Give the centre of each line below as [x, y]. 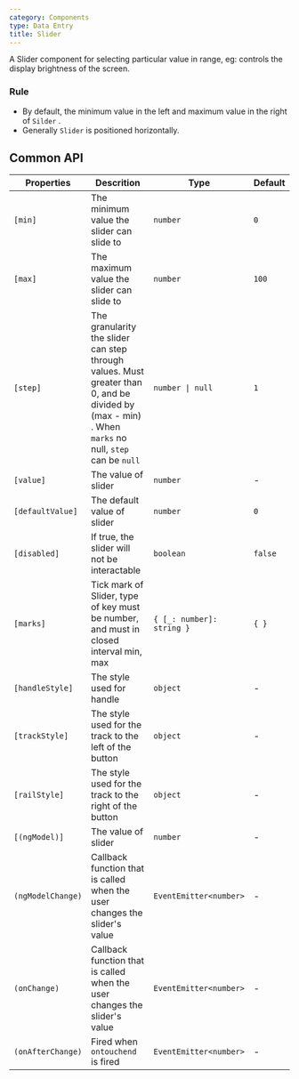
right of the [114, 806]
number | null [183, 388]
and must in [115, 630]
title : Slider [36, 34]
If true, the [112, 537]
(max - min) [116, 416]
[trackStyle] [41, 736]
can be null [115, 461]
